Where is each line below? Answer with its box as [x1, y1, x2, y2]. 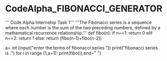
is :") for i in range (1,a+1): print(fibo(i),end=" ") [5, 50, 101, 56]
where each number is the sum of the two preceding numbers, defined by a [5, 24, 161, 30]
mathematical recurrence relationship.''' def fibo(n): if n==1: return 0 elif [5, 30, 153, 36]
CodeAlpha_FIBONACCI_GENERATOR [5, 3, 163, 14]
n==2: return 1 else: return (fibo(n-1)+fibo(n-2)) [5, 35, 102, 41]
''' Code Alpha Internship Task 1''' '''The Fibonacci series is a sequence [5, 19, 152, 25]
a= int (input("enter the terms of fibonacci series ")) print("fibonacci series [5, 45, 158, 51]
